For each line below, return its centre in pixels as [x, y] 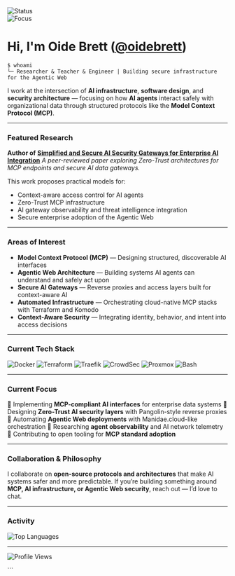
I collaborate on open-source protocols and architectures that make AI [111, 474]
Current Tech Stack [41, 349]
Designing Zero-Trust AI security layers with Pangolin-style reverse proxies [117, 412]
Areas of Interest [36, 242]
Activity [21, 521]
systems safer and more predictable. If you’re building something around [112, 481]
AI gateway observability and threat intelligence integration [102, 210]
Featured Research [40, 137]
